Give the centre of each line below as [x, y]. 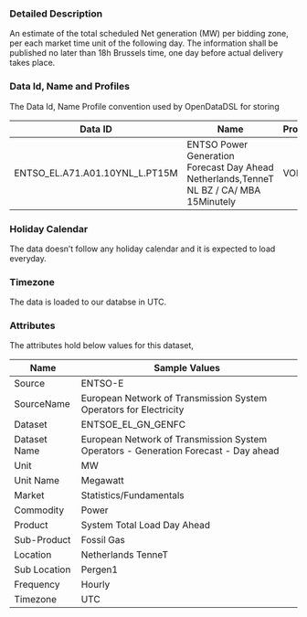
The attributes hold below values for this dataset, [102, 346]
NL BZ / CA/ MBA [224, 190]
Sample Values [187, 368]
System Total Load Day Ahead [145, 526]
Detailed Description [56, 14]
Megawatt [103, 481]
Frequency [37, 585]
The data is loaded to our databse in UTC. [88, 302]
